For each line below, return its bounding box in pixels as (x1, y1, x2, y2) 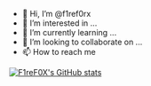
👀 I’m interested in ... (21, 18, 98, 28)
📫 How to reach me (21, 47, 96, 57)
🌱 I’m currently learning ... (21, 27, 117, 37)
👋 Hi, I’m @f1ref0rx (21, 9, 91, 19)
